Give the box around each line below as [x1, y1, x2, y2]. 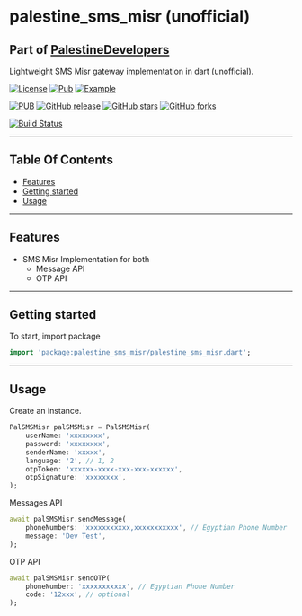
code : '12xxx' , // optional [25, 590, 130, 599]
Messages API [9, 497, 63, 508]
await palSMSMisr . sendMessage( [9, 515, 127, 524]
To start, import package [9, 330, 101, 342]
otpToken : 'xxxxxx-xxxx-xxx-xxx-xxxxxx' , [25, 464, 182, 473]
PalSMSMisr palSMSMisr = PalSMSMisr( [9, 423, 151, 432]
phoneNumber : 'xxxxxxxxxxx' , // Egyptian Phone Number [25, 582, 235, 591]
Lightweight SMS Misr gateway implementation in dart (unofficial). [9, 66, 254, 76]
